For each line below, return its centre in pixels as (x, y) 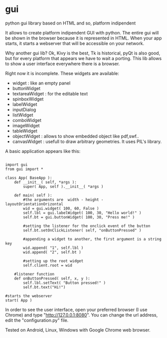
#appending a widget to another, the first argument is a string (92, 239)
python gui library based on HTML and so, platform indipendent (71, 23)
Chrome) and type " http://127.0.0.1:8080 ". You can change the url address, (82, 315)
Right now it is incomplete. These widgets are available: (62, 73)
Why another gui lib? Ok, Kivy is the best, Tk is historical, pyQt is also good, (83, 53)
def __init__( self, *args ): (46, 182)
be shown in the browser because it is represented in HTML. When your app (83, 38)
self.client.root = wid (48, 265)
